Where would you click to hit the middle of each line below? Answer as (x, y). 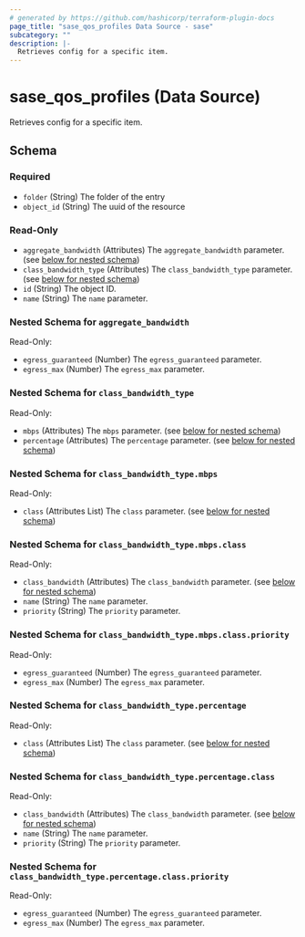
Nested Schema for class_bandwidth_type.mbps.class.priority (149, 635)
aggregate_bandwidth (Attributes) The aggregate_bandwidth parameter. (153, 250)
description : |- (40, 43)
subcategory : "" (40, 35)
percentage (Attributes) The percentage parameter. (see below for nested (159, 440)
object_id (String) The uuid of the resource (104, 206)
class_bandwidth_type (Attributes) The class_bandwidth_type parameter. (158, 269)
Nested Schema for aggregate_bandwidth (99, 322)
